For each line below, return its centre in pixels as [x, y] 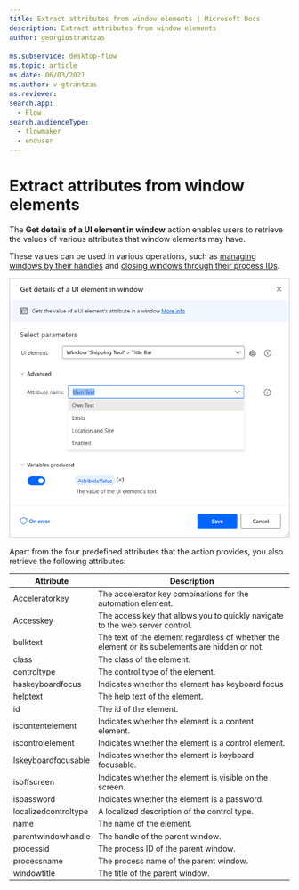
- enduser [35, 141]
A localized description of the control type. [175, 812]
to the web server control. [145, 625]
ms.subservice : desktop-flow [63, 57]
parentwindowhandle [52, 836]
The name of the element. [145, 824]
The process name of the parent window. [173, 861]
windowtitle [34, 873]
